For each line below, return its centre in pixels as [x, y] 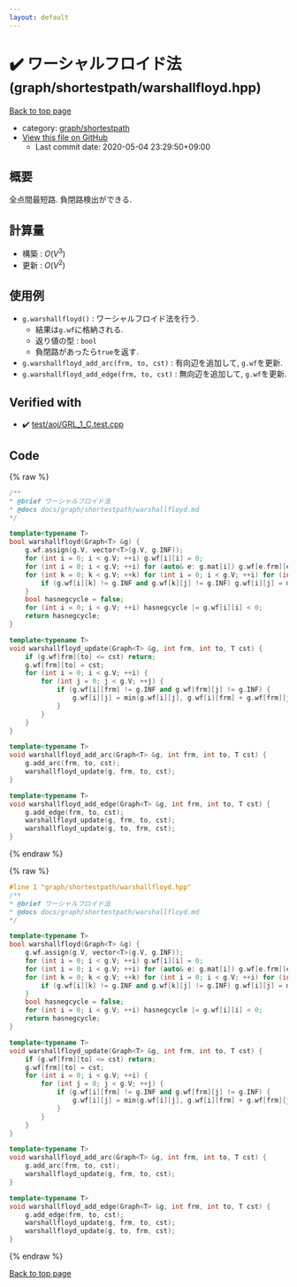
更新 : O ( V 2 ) [44, 264]
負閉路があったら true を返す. [87, 352]
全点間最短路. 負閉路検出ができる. [71, 199]
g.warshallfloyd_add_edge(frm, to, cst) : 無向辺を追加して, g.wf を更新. [154, 374]
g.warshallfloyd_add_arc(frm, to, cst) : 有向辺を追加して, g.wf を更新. [152, 363]
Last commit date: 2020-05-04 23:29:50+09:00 [122, 146]
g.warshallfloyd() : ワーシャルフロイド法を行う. [110, 319]
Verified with [46, 403]
